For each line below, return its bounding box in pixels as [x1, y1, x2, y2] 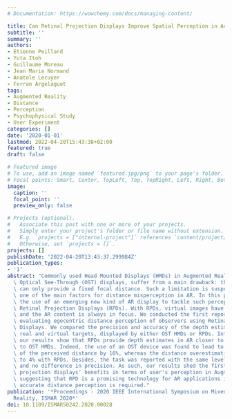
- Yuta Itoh [7, 55, 41, 62]
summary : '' [7, 35, 41, 42]
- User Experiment [7, 119, 60, 126]
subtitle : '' [7, 29, 45, 36]
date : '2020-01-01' [7, 132, 64, 139]
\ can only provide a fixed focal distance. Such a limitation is [13, 285, 209, 292]
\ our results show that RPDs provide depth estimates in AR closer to [13, 337, 224, 344]
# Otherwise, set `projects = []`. [7, 240, 116, 248]
